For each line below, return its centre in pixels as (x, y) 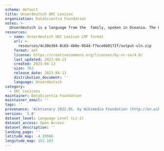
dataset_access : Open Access (35, 123)
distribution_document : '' (41, 77)
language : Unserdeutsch (38, 82)
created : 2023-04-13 (35, 64)
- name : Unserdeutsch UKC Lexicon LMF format (57, 37)
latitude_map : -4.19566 (29, 136)
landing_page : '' (23, 132)
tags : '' (14, 105)
